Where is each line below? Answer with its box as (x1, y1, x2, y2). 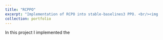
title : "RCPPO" (5, 7, 36, 12)
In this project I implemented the (5, 30, 70, 36)
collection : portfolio (5, 16, 51, 21)
